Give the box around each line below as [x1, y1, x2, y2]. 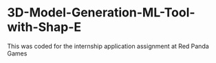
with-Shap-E [7, 19, 82, 35]
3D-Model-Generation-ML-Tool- [7, 5, 195, 21]
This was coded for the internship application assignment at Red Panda [7, 42, 210, 50]
